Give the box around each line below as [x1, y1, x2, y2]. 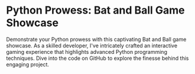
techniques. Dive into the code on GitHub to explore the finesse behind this [6, 54, 189, 62]
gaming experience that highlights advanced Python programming [6, 48, 167, 55]
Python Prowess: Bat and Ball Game [6, 4, 185, 17]
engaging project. [6, 60, 49, 68]
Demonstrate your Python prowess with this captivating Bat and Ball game [6, 36, 187, 43]
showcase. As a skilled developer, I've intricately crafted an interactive [6, 42, 178, 49]
